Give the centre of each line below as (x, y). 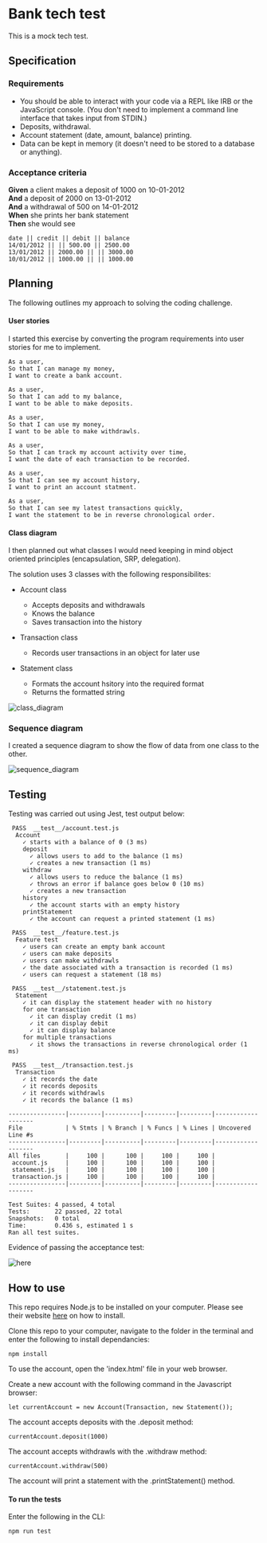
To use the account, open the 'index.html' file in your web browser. (118, 1369)
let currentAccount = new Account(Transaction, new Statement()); (121, 1408)
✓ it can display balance (72, 1031)
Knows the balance (63, 613)
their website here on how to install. (67, 1316)
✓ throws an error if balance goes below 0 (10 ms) (117, 884)
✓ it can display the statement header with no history (118, 1003)
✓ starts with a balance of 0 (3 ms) (85, 842)
